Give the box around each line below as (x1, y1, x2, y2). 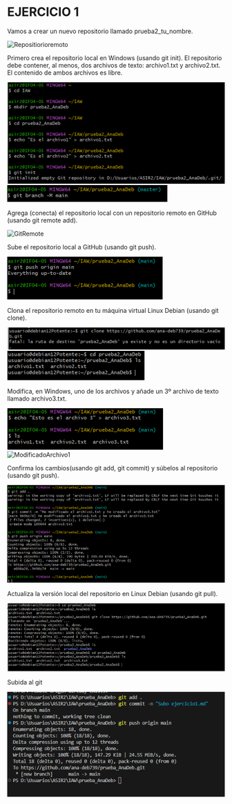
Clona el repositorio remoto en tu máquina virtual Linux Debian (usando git (7, 307, 219, 315)
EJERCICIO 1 (7, 4, 79, 20)
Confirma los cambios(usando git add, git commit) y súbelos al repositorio (7, 463, 218, 472)
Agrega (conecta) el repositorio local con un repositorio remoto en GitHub (7, 209, 217, 218)
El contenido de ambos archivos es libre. (7, 68, 123, 77)
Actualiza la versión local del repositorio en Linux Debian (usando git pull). (7, 589, 218, 597)
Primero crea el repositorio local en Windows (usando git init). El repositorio (7, 53, 222, 62)
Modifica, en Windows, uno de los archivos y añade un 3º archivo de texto (7, 387, 219, 395)
